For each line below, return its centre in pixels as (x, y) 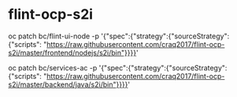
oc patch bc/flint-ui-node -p (54, 36)
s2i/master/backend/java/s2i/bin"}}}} (68, 84)
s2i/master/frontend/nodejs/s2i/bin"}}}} (72, 52)
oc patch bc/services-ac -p (53, 67)
